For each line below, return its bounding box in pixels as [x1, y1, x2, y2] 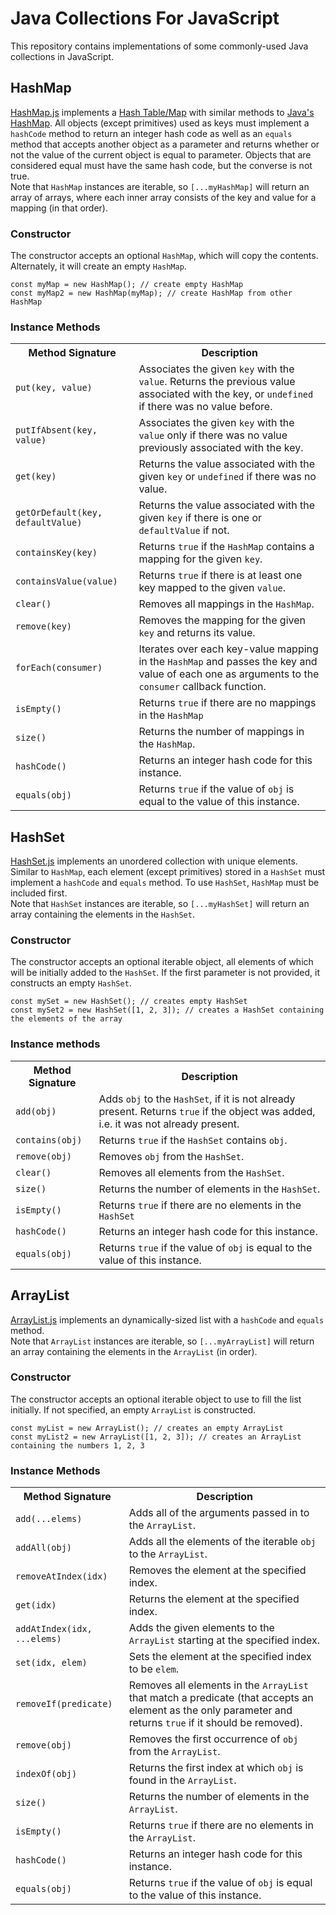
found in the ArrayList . [128, 1773, 237, 1787]
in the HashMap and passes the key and [138, 655, 318, 669]
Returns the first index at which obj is [128, 1761, 304, 1775]
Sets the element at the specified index [128, 1650, 312, 1664]
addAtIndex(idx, [15, 1623, 93, 1635]
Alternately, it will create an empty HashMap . [10, 260, 187, 272]
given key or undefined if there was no [138, 470, 317, 484]
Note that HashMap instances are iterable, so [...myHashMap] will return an [10, 180, 310, 192]
